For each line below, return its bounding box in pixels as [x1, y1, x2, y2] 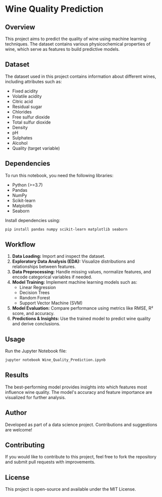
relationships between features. [12, 264, 76, 270]
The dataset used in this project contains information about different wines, [5, 73, 157, 79]
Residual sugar [12, 104, 42, 110]
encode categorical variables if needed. [12, 274, 93, 280]
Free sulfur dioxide [12, 114, 50, 120]
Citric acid [12, 98, 33, 104]
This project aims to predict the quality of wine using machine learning [5, 36, 147, 42]
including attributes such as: [5, 78, 62, 84]
